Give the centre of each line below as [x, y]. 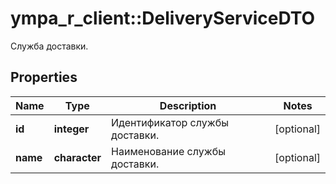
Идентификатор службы [170, 122]
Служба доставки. [49, 46]
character [77, 157]
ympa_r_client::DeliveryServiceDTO [163, 18]
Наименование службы [168, 151]
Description [188, 105]
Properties [44, 77]
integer [71, 129]
